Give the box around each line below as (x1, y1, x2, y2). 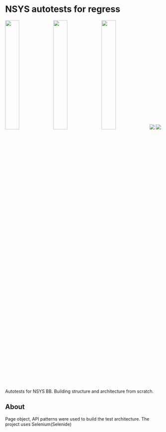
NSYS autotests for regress (5, 3, 121, 15)
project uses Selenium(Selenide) (5, 421, 72, 427)
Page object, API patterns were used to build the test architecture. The (5, 416, 150, 422)
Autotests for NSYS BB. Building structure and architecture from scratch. (5, 388, 154, 394)
